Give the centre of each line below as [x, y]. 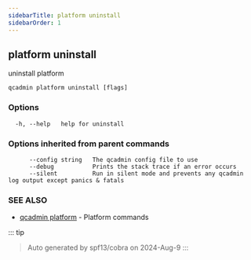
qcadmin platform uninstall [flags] [68, 88]
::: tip [16, 233]
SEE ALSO [28, 200]
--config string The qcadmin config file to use [113, 159]
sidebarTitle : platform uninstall [65, 15]
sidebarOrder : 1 [35, 23]
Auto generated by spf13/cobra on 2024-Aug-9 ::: [108, 247]
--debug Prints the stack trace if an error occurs [133, 167]
